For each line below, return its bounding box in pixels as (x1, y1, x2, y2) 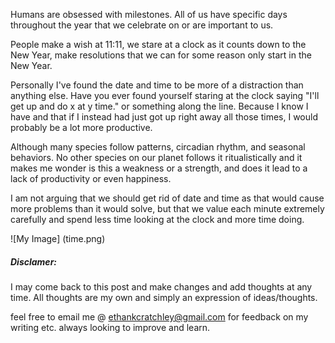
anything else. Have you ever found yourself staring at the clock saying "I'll (10, 90, 320, 101)
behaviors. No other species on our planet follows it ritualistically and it (10, 152, 303, 163)
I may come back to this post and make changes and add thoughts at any (10, 280, 313, 293)
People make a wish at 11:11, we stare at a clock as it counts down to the (10, 39, 307, 50)
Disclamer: (10, 255, 58, 268)
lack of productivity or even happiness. (10, 173, 172, 184)
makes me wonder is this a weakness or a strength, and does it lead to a (10, 162, 308, 174)
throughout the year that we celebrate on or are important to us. (10, 19, 274, 31)
